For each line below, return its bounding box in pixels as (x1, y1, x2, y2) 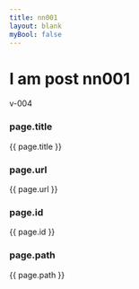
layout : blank (9, 22, 63, 31)
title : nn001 (9, 13, 58, 22)
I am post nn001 (9, 68, 131, 89)
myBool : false (9, 30, 63, 39)
